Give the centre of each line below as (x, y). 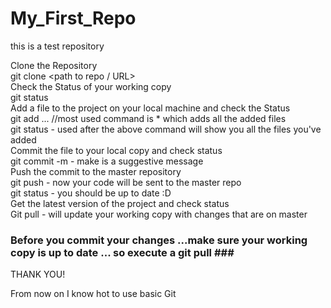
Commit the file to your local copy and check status (116, 150)
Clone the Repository (54, 65)
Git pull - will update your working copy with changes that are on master (159, 214)
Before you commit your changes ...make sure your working (159, 240)
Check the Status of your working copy (91, 86)
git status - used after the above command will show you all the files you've (166, 129)
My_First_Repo (73, 18)
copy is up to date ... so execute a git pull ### (122, 252)
